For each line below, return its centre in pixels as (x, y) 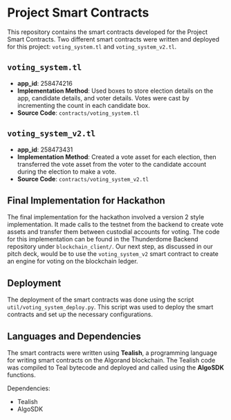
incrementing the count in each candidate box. (84, 105)
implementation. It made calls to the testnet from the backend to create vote (115, 225)
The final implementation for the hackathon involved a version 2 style (106, 217)
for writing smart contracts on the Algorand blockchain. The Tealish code (111, 360)
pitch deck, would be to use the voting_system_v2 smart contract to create (113, 254)
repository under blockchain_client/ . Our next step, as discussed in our (110, 246)
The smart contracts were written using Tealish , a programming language (112, 353)
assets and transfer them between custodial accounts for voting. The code (113, 232)
